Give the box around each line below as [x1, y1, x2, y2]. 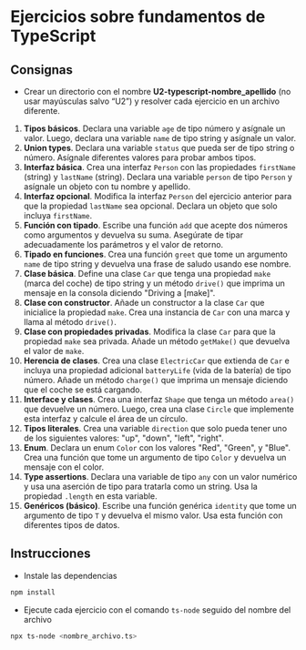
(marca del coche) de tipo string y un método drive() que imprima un [23, 278, 286, 289]
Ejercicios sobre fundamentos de [10, 6, 266, 27]
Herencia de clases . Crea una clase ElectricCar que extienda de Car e [23, 355, 291, 366]
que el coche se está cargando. [23, 384, 143, 395]
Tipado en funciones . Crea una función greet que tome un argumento [23, 249, 288, 259]
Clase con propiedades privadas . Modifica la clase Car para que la [23, 326, 276, 337]
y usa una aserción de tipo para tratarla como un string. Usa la [23, 481, 258, 492]
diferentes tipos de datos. [23, 520, 120, 530]
